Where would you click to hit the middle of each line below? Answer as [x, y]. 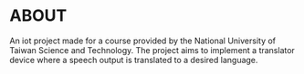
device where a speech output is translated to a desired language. [134, 60]
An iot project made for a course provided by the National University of [143, 41]
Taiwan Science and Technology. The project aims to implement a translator [152, 50]
